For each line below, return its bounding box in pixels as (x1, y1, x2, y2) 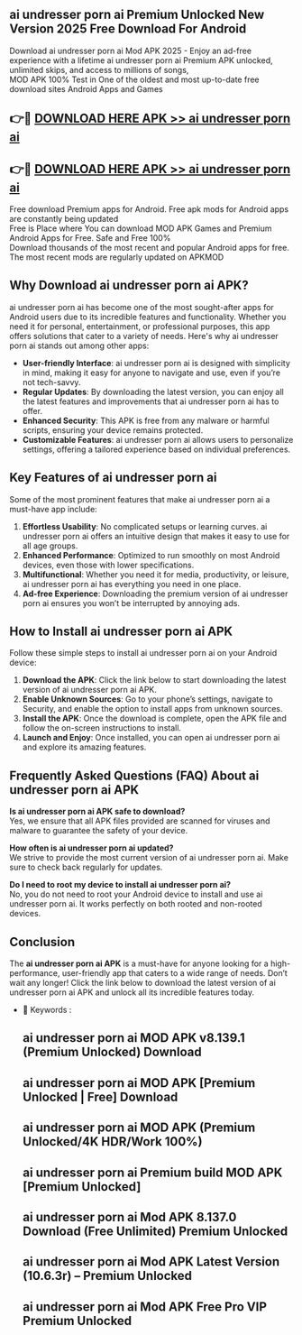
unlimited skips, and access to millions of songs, (9, 64, 189, 75)
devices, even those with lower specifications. (22, 559, 195, 570)
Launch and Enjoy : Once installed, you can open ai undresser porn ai (22, 732, 280, 743)
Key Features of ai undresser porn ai (9, 470, 218, 485)
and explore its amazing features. (22, 741, 147, 752)
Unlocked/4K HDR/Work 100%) (22, 1134, 203, 1149)
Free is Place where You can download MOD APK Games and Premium (9, 223, 272, 234)
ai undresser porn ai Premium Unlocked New (9, 7, 265, 23)
